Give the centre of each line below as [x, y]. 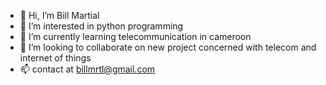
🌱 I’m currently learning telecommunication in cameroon [135, 36]
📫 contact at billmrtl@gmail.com [87, 69]
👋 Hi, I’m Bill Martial [59, 15]
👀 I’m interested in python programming [101, 26]
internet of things [55, 58]
